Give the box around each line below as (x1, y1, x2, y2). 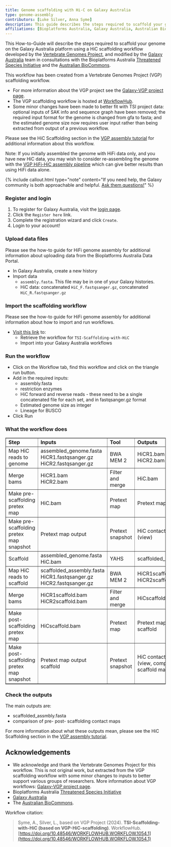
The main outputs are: (5, 703, 52, 709)
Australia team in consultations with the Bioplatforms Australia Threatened (5, 57, 161, 63)
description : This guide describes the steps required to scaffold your (5, 21, 163, 27)
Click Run (12, 413, 33, 419)
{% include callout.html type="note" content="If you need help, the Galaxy (5, 177, 162, 183)
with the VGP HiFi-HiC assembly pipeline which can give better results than (5, 161, 163, 167)
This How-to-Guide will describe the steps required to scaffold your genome (5, 40, 165, 46)
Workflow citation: (5, 809, 44, 815)
